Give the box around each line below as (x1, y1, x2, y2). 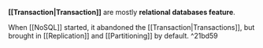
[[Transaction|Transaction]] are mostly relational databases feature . (8, 8, 236, 17)
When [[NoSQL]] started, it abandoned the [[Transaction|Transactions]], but (8, 23, 255, 31)
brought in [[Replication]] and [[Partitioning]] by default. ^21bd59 (8, 31, 218, 40)
